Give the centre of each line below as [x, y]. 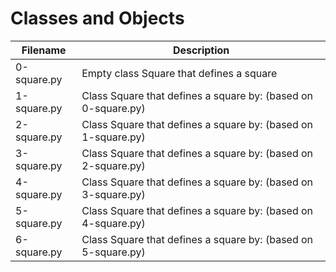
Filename [44, 50]
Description [201, 50]
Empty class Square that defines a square [179, 73]
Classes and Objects [97, 18]
